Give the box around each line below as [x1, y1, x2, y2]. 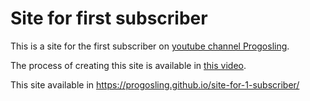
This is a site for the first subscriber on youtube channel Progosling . [10, 40, 290, 52]
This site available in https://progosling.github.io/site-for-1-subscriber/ [10, 78, 300, 91]
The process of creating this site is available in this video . [10, 59, 247, 71]
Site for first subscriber [10, 7, 208, 30]
